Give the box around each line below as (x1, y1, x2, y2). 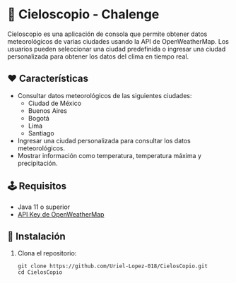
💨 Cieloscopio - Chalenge (7, 6, 160, 23)
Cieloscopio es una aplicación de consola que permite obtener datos (7, 30, 208, 38)
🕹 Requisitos (7, 180, 67, 193)
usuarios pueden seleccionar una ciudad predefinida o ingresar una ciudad (7, 44, 226, 53)
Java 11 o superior (17, 203, 71, 211)
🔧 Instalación (7, 230, 66, 242)
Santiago (28, 128, 54, 137)
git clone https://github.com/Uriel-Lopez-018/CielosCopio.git (17, 263, 208, 270)
